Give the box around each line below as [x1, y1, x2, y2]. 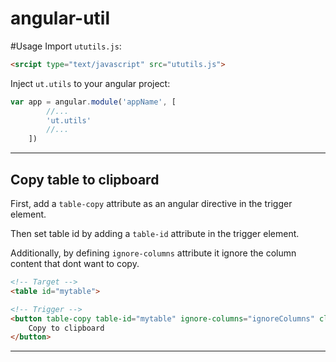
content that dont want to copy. [10, 258, 140, 269]
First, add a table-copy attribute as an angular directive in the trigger [10, 198, 293, 209]
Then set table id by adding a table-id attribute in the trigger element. [10, 228, 300, 239]
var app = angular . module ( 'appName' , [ [10, 97, 177, 107]
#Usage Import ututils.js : [10, 40, 122, 52]
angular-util [10, 7, 110, 30]
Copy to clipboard [28, 323, 105, 333]
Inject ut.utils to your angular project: [10, 77, 171, 89]
